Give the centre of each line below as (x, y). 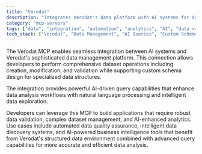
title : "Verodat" (28, 12)
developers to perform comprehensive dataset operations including (90, 64)
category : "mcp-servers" (37, 23)
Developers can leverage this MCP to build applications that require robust (98, 113)
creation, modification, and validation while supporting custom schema (94, 70)
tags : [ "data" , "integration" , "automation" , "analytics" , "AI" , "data (98, 29)
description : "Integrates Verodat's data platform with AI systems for (98, 17)
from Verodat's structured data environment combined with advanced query (101, 138)
